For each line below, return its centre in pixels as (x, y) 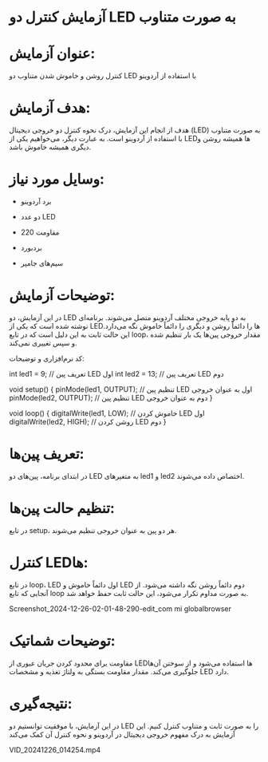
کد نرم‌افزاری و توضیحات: (47, 358)
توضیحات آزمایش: (62, 296)
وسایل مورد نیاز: (57, 179)
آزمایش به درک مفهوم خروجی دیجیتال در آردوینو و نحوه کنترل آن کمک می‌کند (122, 734)
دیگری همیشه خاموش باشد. (50, 147)
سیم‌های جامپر (41, 263)
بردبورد (31, 248)
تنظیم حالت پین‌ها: (62, 509)
